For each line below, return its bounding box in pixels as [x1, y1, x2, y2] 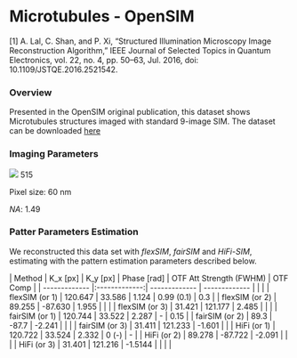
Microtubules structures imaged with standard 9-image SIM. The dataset [9, 116, 276, 126]
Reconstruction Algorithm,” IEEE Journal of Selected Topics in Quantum [9, 45, 271, 55]
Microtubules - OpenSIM [9, 6, 195, 27]
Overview [9, 86, 52, 99]
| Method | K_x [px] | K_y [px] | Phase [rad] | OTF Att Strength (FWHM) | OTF [9, 273, 289, 283]
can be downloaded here [9, 126, 100, 136]
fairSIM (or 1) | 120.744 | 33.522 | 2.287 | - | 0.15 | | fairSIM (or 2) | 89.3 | [9, 310, 273, 321]
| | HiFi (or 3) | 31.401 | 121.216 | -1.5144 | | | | [9, 338, 172, 349]
